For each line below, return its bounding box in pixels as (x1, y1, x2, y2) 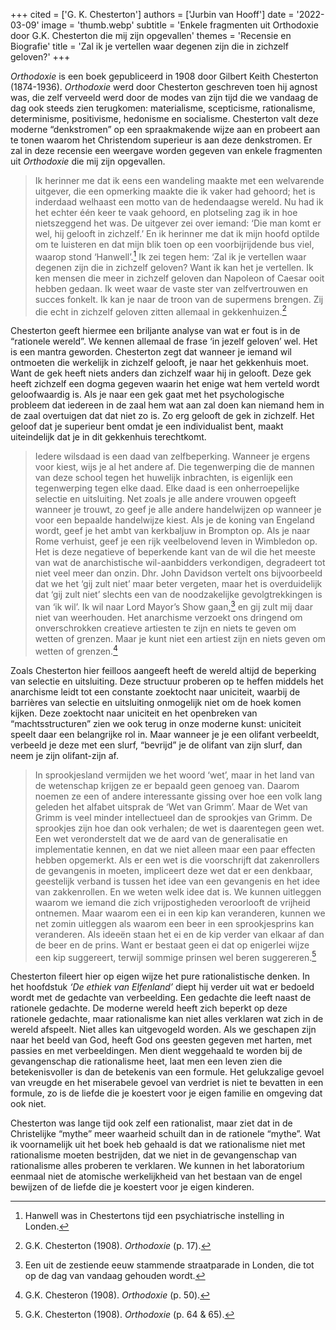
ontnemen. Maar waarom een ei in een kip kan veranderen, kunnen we (34, 907, 326, 919)
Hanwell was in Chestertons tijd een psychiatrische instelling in (24, 1210, 285, 1222)
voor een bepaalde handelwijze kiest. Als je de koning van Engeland (34, 514, 315, 526)
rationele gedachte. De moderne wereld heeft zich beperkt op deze (10, 1002, 288, 1014)
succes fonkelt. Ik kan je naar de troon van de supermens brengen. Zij (34, 293, 324, 305)
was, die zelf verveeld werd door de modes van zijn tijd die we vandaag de (10, 92, 319, 103)
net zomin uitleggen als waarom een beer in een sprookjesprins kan (34, 917, 315, 929)
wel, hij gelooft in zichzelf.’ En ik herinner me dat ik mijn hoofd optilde (34, 228, 320, 239)
